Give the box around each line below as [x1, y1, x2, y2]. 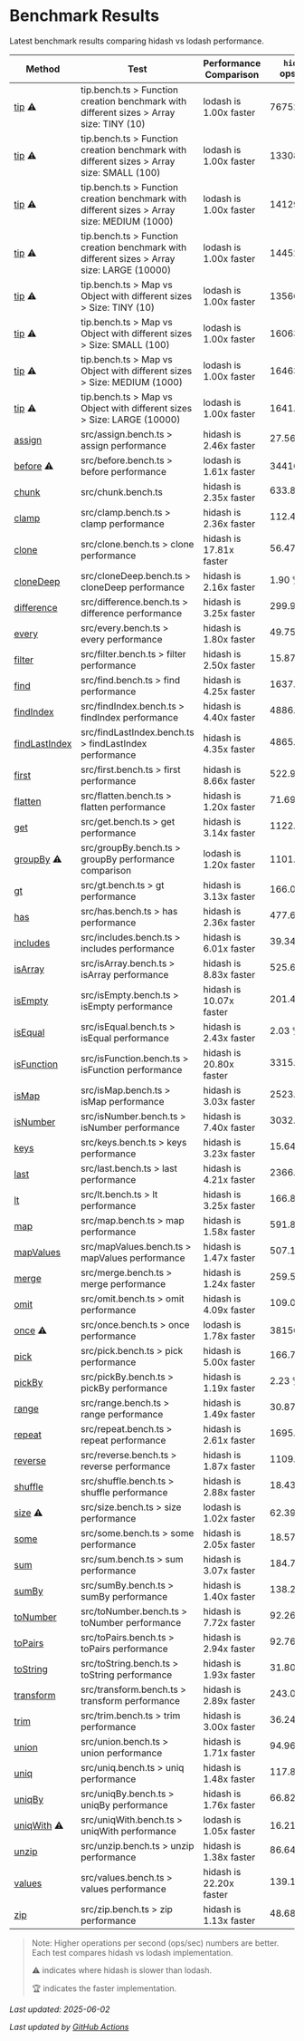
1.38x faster [203, 1851, 256, 1863]
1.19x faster [203, 1381, 256, 1394]
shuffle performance [81, 1485, 168, 1498]
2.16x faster [203, 581, 256, 594]
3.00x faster [203, 1720, 256, 1733]
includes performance [81, 942, 175, 954]
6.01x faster [203, 942, 256, 954]
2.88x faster [203, 1485, 256, 1498]
